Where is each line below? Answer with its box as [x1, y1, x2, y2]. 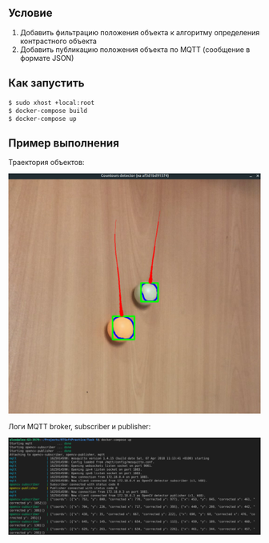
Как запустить [8, 76, 85, 90]
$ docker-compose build [8, 107, 88, 115]
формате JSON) [19, 53, 74, 62]
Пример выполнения [8, 136, 120, 151]
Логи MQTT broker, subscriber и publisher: [8, 422, 151, 432]
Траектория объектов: [8, 158, 85, 167]
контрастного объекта [19, 36, 98, 46]
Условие [8, 6, 53, 20]
